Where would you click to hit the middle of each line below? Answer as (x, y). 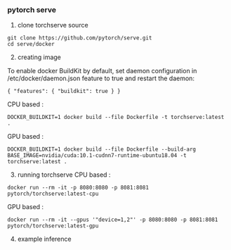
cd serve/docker (31, 44)
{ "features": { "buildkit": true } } (64, 92)
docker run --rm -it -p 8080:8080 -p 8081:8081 (78, 188)
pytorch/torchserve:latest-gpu (53, 226)
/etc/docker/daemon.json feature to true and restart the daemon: (101, 78)
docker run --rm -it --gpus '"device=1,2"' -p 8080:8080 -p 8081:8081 (113, 220)
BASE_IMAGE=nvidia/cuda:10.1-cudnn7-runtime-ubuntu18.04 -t (97, 156)
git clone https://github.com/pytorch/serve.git (80, 38)
